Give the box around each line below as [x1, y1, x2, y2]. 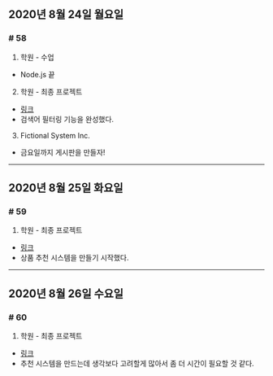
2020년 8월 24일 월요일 [8, 7, 124, 22]
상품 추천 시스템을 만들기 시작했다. [19, 253, 129, 263]
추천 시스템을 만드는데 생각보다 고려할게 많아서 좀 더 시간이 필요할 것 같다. [19, 359, 254, 369]
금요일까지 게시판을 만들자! [19, 147, 106, 157]
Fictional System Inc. [19, 130, 91, 140]
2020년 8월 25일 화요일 [8, 181, 123, 195]
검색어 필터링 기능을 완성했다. [19, 114, 115, 124]
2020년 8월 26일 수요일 [8, 286, 124, 300]
